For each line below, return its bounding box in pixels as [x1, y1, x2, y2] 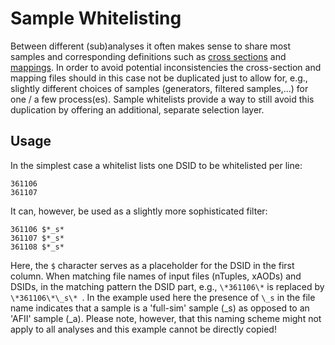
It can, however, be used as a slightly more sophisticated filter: [10, 205, 268, 217]
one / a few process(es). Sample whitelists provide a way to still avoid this [10, 93, 315, 105]
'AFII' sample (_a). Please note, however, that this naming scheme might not [10, 312, 322, 324]
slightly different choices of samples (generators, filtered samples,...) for [10, 82, 309, 94]
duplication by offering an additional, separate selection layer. [10, 103, 265, 116]
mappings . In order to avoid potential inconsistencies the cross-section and [10, 61, 322, 73]
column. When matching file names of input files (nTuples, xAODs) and [10, 270, 302, 282]
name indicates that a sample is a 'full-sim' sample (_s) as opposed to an [10, 302, 310, 314]
